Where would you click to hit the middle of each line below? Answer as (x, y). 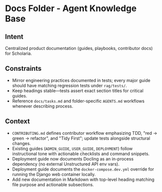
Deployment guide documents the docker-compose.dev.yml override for (83, 169)
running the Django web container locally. (54, 174)
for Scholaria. (18, 53)
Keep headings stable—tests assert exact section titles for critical (78, 91)
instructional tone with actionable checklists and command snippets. (81, 154)
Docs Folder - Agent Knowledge (71, 8)
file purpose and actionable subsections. (53, 184)
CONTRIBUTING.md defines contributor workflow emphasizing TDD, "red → (85, 133)
